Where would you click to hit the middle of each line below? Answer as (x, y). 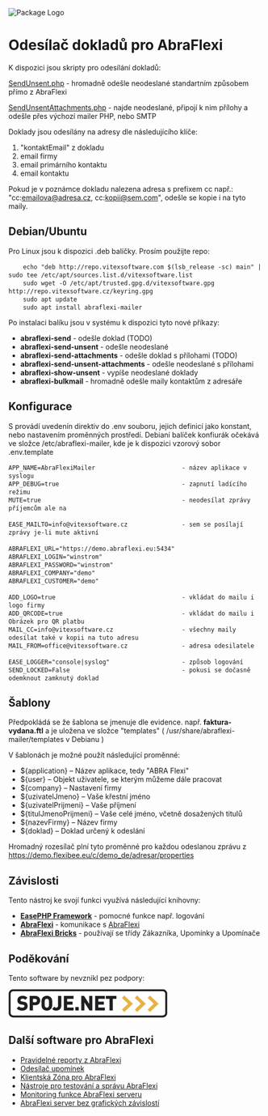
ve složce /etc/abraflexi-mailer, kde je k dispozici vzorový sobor (115, 443)
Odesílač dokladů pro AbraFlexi (116, 45)
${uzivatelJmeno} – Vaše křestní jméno (85, 796)
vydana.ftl (26, 731)
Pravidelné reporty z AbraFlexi (71, 1059)
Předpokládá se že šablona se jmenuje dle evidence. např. (105, 722)
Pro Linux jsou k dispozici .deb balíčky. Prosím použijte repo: (109, 251)
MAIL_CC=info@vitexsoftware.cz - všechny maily (122, 630)
